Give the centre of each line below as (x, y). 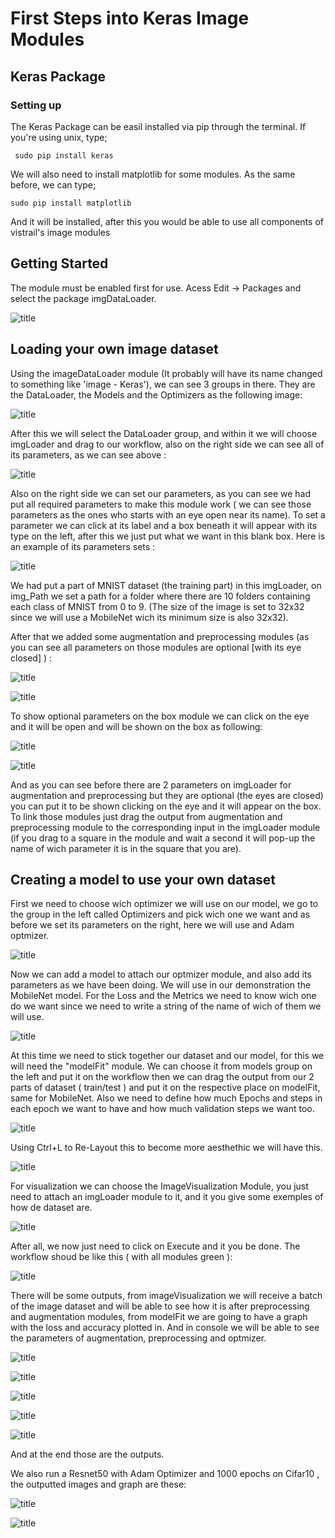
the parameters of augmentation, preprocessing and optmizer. (138, 1338)
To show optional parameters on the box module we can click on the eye (160, 716)
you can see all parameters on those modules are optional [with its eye (156, 647)
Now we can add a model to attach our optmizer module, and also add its (161, 974)
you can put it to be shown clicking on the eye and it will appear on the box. (166, 806)
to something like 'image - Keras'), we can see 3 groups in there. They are (163, 384)
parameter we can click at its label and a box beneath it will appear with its (164, 525)
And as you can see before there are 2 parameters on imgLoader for (151, 784)
